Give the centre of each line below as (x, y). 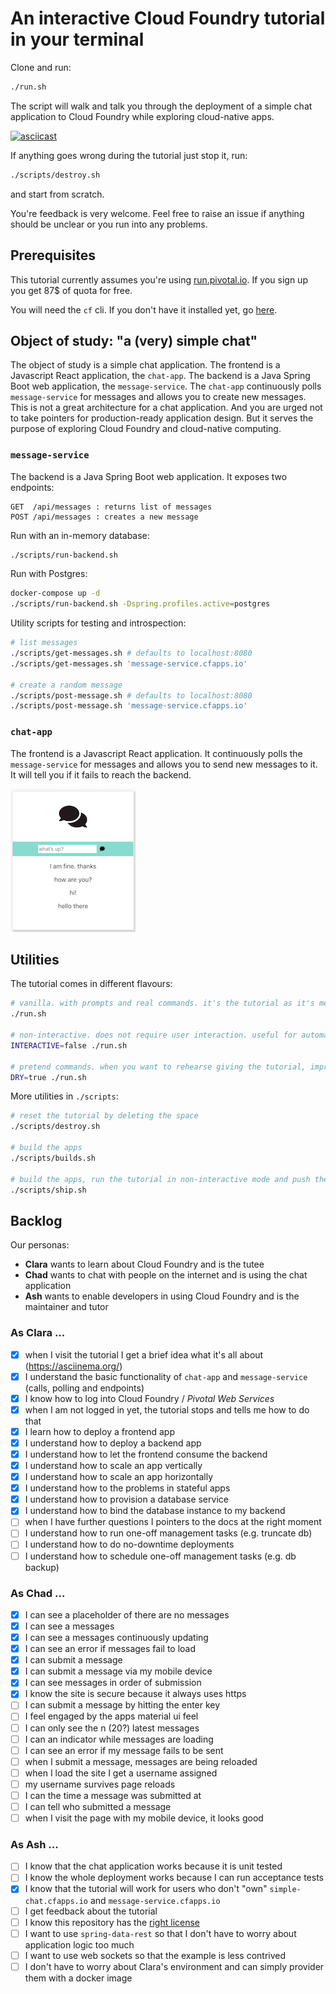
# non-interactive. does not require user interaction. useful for (154, 1035)
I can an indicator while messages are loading (119, 1739)
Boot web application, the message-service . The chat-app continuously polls (166, 386)
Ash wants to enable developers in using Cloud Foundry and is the (162, 1296)
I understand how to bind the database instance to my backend (155, 1511)
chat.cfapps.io (56, 1901)
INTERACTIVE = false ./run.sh (69, 1045)
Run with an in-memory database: (80, 535)
